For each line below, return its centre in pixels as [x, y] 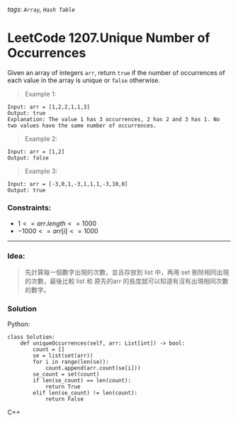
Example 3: [41, 171]
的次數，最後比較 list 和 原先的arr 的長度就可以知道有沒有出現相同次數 [126, 281]
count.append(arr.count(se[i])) [93, 368]
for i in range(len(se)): [71, 362]
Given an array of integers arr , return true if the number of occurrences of [116, 72]
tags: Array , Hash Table [41, 9]
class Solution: [31, 337]
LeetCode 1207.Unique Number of [109, 38]
